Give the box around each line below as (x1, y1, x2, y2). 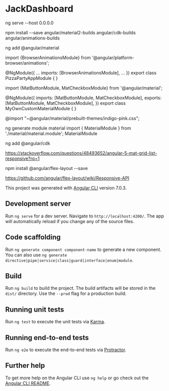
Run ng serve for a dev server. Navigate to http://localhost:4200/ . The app (5, 213, 164, 219)
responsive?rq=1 (5, 155, 40, 161)
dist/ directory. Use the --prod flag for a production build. (5, 290, 126, 296)
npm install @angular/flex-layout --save (5, 165, 88, 171)
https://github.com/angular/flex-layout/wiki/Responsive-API (5, 175, 130, 181)
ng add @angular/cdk (5, 140, 51, 146)
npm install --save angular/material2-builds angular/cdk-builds (5, 29, 136, 35)
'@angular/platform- (92, 54, 135, 61)
